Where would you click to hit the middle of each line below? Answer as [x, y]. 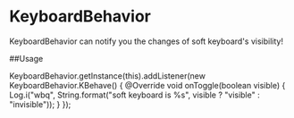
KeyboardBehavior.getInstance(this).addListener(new [107, 76]
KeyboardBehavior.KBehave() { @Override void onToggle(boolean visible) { [147, 85]
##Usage [26, 58]
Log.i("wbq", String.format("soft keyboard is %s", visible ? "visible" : [135, 95]
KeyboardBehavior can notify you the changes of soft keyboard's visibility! [147, 41]
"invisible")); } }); [40, 104]
